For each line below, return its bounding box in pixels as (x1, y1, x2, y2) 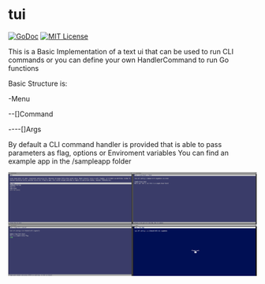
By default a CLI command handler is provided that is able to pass (8, 139, 222, 149)
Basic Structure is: (8, 79, 68, 88)
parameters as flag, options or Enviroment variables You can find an (8, 148, 229, 157)
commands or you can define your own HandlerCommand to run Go (8, 55, 230, 65)
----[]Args (8, 124, 42, 134)
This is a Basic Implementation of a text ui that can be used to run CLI (8, 46, 234, 56)
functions (8, 63, 39, 72)
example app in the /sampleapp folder (8, 156, 132, 166)
